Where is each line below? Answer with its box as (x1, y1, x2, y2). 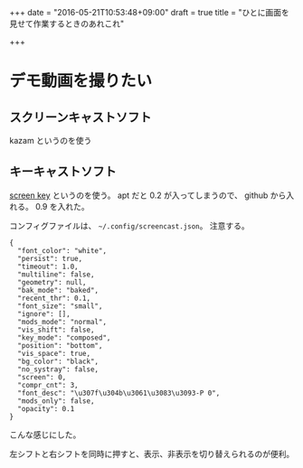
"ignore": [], (17, 309, 71, 318)
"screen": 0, (17, 372, 67, 381)
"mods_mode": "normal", (17, 317, 107, 326)
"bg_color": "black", (17, 357, 99, 366)
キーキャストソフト (9, 164, 117, 180)
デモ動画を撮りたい (9, 70, 153, 91)
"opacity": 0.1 (17, 404, 75, 413)
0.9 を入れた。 (34, 201, 90, 211)
